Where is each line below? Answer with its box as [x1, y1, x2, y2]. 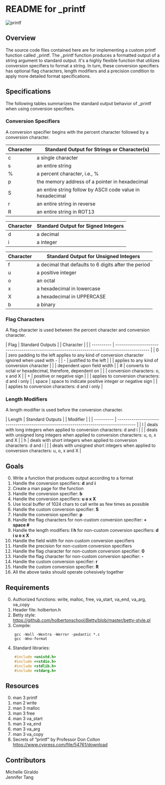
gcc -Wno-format [14, 637, 48, 641]
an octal [36, 277, 55, 284]
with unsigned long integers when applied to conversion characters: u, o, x [5, 432, 156, 438]
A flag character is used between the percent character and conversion [5, 327, 150, 333]
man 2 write [12, 700, 37, 706]
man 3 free [12, 710, 35, 716]
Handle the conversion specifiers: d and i [12, 480, 96, 486]
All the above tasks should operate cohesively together [12, 569, 124, 575]
